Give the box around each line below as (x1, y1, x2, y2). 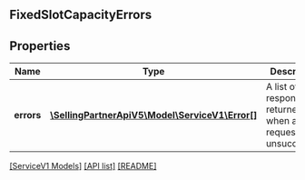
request (266, 126, 300, 139)
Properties (9, 38, 71, 54)
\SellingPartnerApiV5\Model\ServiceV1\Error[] (49, 109, 258, 122)
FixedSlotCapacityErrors (9, 7, 152, 23)
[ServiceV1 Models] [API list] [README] (9, 161, 157, 172)
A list (266, 81, 288, 94)
